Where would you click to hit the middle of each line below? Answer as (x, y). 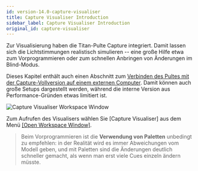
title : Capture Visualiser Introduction (58, 17)
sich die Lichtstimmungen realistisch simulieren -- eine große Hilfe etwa (95, 52)
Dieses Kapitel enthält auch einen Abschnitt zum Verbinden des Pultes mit (98, 76)
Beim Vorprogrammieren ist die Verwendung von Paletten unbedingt (106, 137)
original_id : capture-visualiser (48, 28)
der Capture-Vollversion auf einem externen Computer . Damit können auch (99, 83)
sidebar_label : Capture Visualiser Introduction (68, 23)
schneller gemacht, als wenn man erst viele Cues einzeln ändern (101, 156)
